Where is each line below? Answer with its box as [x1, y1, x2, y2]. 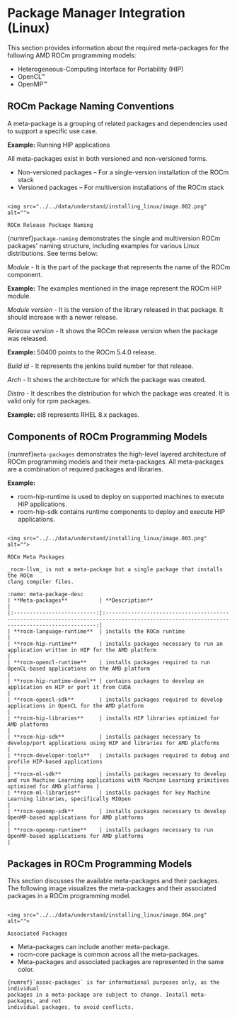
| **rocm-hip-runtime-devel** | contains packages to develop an [7, 677, 204, 685]
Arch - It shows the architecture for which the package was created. [7, 375, 207, 384]
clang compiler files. [7, 578, 74, 586]
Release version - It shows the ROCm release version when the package [7, 326, 218, 335]
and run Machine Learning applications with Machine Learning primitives [7, 776, 230, 784]
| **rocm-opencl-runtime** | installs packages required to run [7, 659, 211, 666]
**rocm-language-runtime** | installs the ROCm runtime [13, 627, 185, 635]
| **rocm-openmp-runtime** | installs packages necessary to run [7, 826, 214, 834]
